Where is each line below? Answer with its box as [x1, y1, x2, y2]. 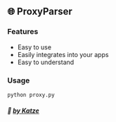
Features [7, 27, 39, 37]
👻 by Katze [7, 106, 40, 115]
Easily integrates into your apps [17, 50, 109, 59]
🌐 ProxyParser [7, 6, 72, 18]
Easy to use [17, 42, 51, 51]
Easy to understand [17, 58, 75, 66]
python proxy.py [7, 91, 55, 98]
